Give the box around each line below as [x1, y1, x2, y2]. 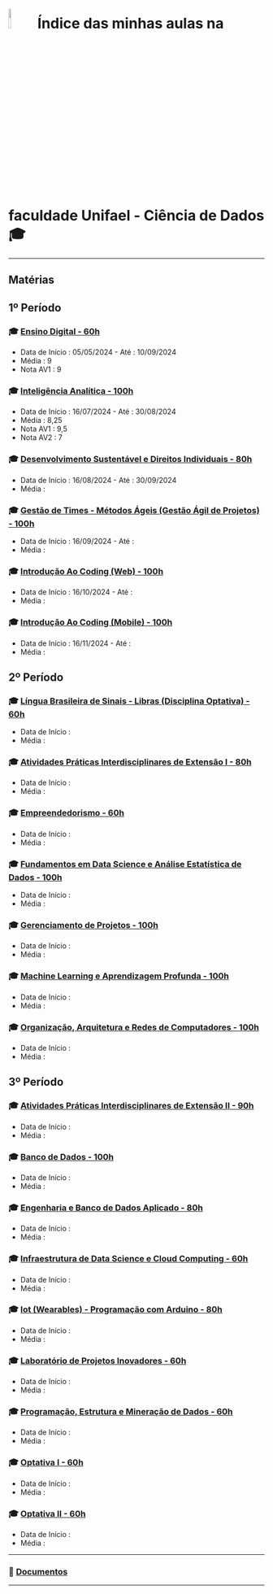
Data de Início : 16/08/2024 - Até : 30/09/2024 [19, 475, 177, 485]
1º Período [8, 301, 62, 315]
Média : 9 [19, 356, 53, 366]
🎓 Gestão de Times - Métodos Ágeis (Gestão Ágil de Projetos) [8, 504, 260, 516]
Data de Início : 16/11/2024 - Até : [19, 638, 132, 648]
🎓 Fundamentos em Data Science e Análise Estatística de [8, 858, 242, 869]
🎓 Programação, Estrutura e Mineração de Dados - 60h [8, 1406, 233, 1418]
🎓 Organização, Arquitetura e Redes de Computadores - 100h [8, 1021, 260, 1033]
